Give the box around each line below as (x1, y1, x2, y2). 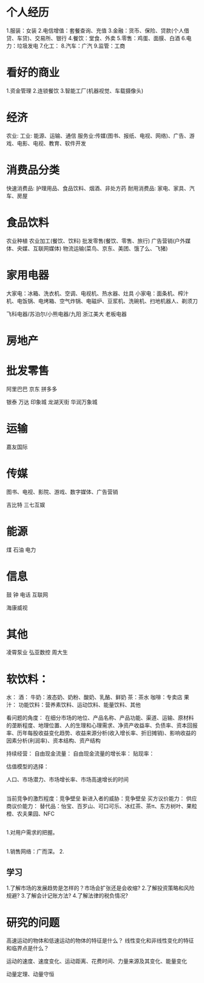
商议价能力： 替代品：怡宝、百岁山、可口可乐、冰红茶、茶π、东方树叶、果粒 (6, 802, 197, 809)
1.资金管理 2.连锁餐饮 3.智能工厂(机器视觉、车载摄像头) (6, 87, 144, 94)
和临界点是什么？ (6, 945, 49, 952)
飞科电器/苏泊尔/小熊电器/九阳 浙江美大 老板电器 (6, 310, 127, 318)
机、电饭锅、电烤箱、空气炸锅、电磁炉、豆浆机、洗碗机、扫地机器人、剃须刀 (6, 297, 198, 305)
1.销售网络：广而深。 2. (6, 848, 65, 855)
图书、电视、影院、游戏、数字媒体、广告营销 (6, 488, 118, 495)
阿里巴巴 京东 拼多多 (6, 385, 58, 392)
